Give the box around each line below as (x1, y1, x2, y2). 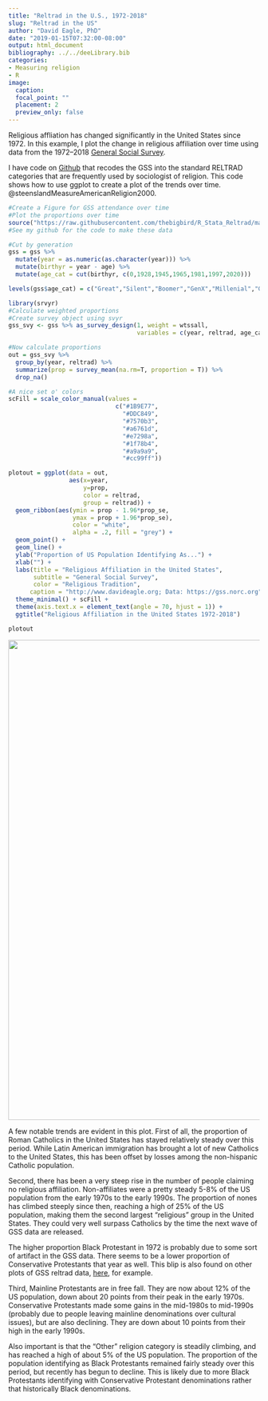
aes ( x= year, (69, 477, 109, 485)
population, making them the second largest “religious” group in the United (8, 1210, 254, 1219)
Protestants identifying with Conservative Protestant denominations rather (8, 1375, 252, 1385)
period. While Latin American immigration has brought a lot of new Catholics (8, 1143, 259, 1153)
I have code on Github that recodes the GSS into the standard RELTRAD (8, 163, 243, 172)
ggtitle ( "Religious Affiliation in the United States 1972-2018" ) (15, 610, 241, 618)
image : (8, 78, 30, 86)
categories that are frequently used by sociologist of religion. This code (8, 171, 243, 181)
